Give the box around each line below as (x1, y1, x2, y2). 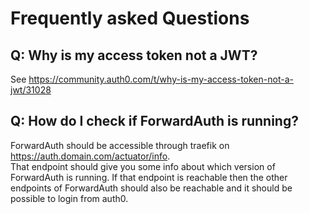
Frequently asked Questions (10, 7, 250, 30)
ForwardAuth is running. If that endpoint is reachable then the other (10, 171, 288, 183)
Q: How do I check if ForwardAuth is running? (10, 113, 299, 130)
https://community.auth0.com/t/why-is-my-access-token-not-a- (28, 73, 294, 85)
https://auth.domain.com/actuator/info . (10, 150, 171, 162)
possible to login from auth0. (10, 192, 129, 204)
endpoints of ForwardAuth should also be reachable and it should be (10, 182, 293, 194)
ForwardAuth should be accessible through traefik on (10, 139, 230, 151)
